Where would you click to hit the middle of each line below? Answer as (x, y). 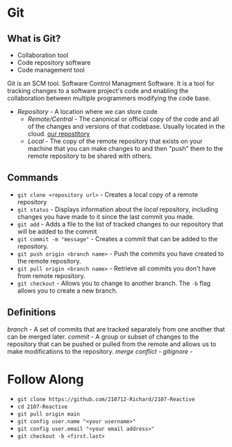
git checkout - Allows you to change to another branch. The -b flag (114, 283)
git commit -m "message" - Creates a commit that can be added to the (117, 238)
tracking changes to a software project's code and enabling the (98, 91)
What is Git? (34, 39)
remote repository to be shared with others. (90, 156)
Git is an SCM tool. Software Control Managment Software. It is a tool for (111, 83)
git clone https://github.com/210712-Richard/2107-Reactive (106, 399)
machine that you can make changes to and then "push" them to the (125, 148)
